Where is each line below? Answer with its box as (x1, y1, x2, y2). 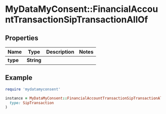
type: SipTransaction (9, 100, 54, 105)
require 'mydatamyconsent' (5, 87, 61, 92)
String (26, 57, 41, 63)
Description (46, 49, 75, 55)
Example (5, 73, 33, 82)
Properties (5, 34, 39, 42)
